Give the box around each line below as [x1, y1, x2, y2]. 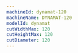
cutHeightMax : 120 [6, 32, 53, 38]
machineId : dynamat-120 [6, 9, 67, 15]
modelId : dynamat [6, 20, 51, 26]
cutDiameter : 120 [6, 37, 51, 43]
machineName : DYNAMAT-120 [6, 15, 72, 21]
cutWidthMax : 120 [6, 26, 51, 32]
